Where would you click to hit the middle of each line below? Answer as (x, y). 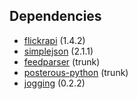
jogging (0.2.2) (54, 83)
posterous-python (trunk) (76, 72)
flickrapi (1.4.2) (54, 40)
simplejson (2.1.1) (58, 51)
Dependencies (55, 16)
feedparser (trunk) (62, 61)
